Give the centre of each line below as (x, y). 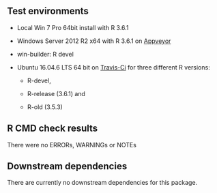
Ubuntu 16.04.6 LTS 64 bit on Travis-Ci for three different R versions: (113, 67)
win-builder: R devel (45, 54)
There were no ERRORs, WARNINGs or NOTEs (72, 145)
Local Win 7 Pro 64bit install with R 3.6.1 (73, 27)
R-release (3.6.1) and (56, 93)
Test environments (48, 11)
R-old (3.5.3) (45, 107)
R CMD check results (53, 129)
